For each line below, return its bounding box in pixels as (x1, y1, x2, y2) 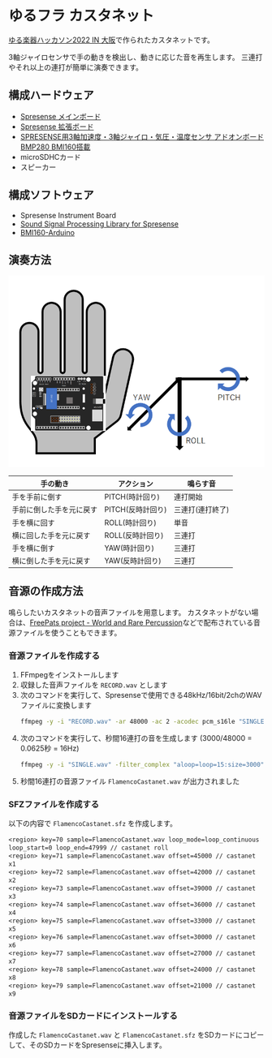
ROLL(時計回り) (104, 518, 157, 527)
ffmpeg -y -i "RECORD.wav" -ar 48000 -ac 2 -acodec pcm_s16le (19, 717, 235, 725)
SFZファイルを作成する (8, 798, 100, 810)
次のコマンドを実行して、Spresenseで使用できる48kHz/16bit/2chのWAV (19, 690, 262, 699)
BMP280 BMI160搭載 (19, 142, 91, 152)
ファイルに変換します (19, 700, 92, 710)
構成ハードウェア (8, 88, 94, 102)
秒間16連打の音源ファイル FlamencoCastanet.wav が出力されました (19, 776, 240, 786)
